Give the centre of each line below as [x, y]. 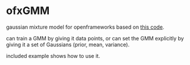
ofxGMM [28, 11]
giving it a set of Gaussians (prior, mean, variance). [68, 45]
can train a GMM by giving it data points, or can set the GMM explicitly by [95, 38]
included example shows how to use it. [53, 56]
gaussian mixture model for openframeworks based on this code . [85, 27]
